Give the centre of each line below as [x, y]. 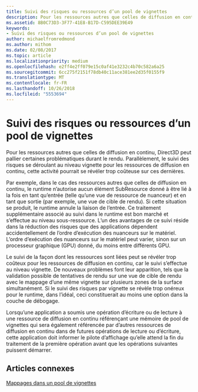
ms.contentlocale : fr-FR [37, 83]
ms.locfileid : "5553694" [37, 94]
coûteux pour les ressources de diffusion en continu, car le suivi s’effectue [97, 263]
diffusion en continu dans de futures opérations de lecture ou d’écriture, [93, 331]
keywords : [18, 28]
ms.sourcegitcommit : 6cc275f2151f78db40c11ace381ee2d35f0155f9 [85, 72]
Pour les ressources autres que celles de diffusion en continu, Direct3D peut [99, 152]
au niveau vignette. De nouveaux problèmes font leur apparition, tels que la [97, 269]
